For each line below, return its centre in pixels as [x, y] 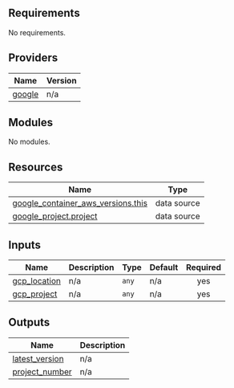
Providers [33, 58]
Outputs [29, 323]
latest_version [38, 358]
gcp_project [35, 294]
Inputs [25, 245]
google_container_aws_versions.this [80, 203]
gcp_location [37, 281]
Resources [36, 167]
